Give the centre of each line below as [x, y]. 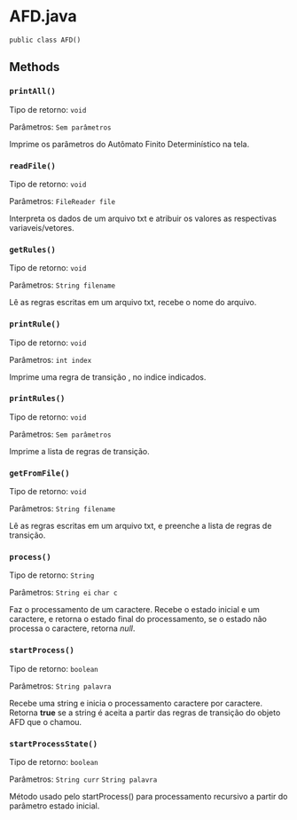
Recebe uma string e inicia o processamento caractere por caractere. [136, 703]
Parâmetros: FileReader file [63, 201]
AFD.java [43, 16]
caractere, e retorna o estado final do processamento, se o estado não [138, 619]
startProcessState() [54, 744]
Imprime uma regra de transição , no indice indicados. [108, 377]
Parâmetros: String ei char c [63, 593]
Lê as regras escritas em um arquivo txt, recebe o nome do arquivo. [133, 303]
